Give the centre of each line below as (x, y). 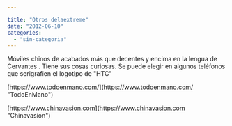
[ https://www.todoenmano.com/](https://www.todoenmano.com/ (100, 87)
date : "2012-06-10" (36, 26)
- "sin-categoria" (40, 39)
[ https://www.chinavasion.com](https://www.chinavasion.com (96, 108)
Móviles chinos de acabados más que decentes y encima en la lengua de (112, 59)
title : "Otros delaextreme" (48, 19)
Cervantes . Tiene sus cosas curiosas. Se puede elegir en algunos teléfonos (116, 66)
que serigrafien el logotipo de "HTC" (60, 74)
